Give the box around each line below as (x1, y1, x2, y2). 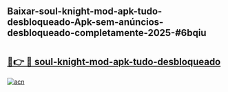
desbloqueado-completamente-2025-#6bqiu (7, 27, 207, 39)
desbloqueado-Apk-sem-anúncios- (7, 17, 164, 28)
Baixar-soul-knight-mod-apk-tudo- (7, 6, 163, 17)
